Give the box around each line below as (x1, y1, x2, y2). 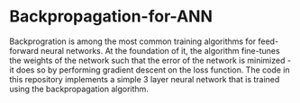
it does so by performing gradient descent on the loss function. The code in (9, 64, 290, 75)
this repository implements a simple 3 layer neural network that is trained (9, 73, 280, 84)
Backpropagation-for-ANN (9, 6, 214, 27)
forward (9, 45, 39, 56)
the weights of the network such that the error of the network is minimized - (9, 55, 291, 65)
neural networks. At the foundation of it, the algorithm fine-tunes (40, 45, 281, 56)
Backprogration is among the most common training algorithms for (9, 36, 257, 47)
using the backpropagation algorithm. (9, 83, 149, 94)
